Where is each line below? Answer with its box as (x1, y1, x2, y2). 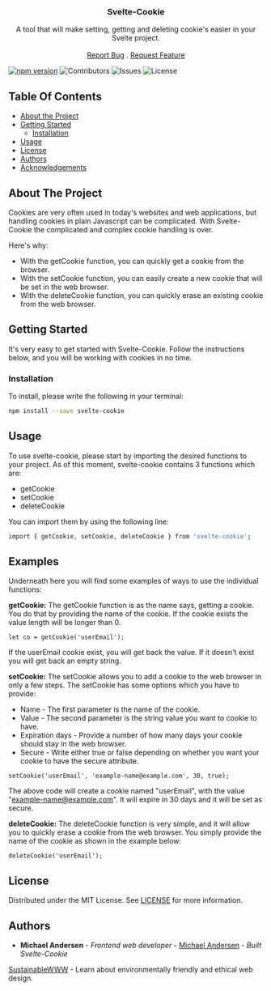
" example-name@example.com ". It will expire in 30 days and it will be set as (8, 795, 263, 805)
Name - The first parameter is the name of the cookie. (19, 704, 201, 714)
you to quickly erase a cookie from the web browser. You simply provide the (8, 827, 262, 837)
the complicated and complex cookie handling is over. (33, 224, 214, 234)
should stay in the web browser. (19, 739, 127, 749)
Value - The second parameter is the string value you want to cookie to (19, 713, 257, 723)
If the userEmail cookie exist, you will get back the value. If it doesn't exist (8, 648, 255, 657)
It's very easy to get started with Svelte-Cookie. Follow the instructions (8, 344, 245, 354)
